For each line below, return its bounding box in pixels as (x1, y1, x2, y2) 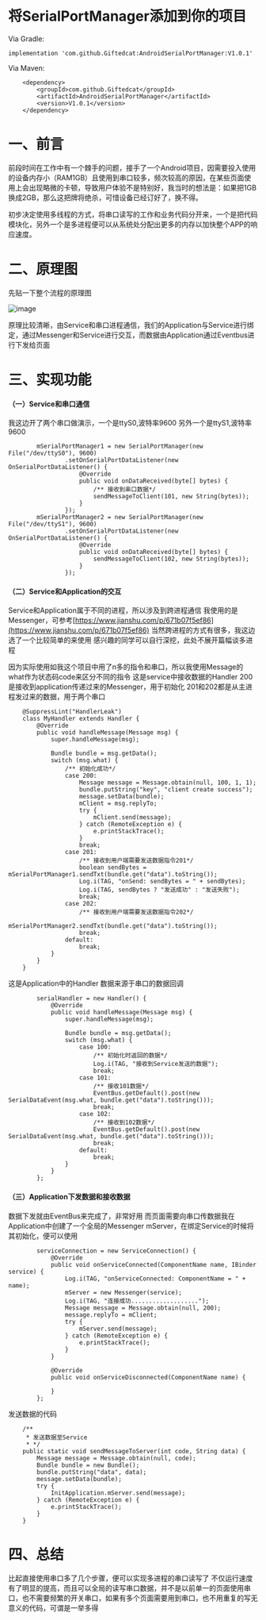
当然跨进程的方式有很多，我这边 (150, 625, 256, 635)
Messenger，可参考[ (8, 616, 76, 625)
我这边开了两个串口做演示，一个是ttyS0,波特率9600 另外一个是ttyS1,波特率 (8, 418, 252, 428)
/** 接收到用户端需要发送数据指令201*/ (78, 856, 194, 865)
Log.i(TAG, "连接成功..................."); (64, 1297, 210, 1305)
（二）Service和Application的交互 (8, 587, 122, 596)
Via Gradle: (8, 33, 45, 44)
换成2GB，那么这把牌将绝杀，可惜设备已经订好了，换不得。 (8, 192, 203, 202)
